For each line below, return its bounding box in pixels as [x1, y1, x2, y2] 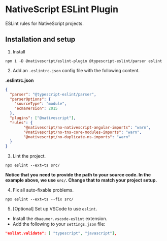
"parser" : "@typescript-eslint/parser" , [10, 92, 96, 97]
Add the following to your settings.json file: [12, 221, 106, 227]
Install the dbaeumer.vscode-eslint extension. [12, 216, 108, 222]
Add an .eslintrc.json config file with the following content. [12, 67, 140, 73]
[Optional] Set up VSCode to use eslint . [12, 206, 97, 212]
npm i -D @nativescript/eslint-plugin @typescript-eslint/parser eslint [5, 58, 162, 64]
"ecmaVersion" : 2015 [14, 106, 58, 111]
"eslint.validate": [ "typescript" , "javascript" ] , [5, 231, 117, 236]
